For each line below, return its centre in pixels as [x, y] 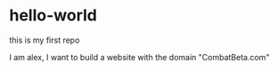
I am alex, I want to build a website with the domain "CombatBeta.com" [139, 57]
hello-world [53, 16]
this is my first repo [45, 40]
